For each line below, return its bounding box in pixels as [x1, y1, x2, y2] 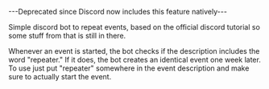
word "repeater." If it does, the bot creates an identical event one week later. [8, 55, 262, 64]
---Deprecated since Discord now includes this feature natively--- [8, 7, 228, 16]
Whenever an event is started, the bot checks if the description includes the [8, 47, 260, 55]
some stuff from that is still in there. [8, 31, 126, 40]
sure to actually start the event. [8, 72, 112, 81]
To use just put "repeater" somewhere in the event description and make [8, 63, 250, 73]
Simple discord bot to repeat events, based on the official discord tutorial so [8, 22, 260, 31]
